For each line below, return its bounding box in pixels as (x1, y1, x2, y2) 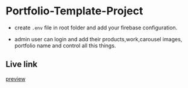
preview (5, 75, 26, 82)
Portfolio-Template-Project (5, 4, 143, 18)
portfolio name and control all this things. (14, 42, 116, 49)
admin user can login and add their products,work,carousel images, (14, 35, 183, 43)
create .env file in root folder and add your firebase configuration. (14, 24, 178, 31)
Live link (5, 59, 37, 69)
